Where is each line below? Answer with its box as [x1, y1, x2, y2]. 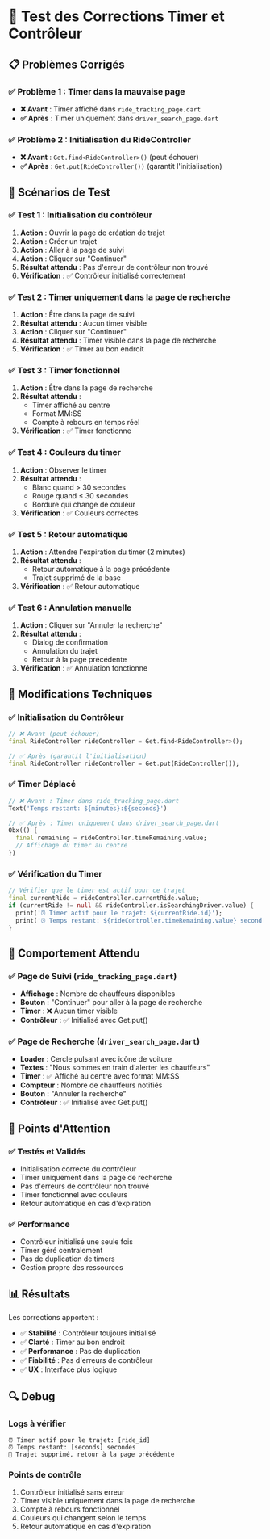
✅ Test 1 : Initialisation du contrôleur [8, 209, 153, 221]
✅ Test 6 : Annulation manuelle [8, 602, 132, 613]
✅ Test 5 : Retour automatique [8, 528, 129, 540]
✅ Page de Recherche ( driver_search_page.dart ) [8, 1036, 200, 1047]
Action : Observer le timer [19, 465, 107, 475]
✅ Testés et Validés [8, 1146, 86, 1157]
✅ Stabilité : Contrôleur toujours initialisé [19, 1328, 156, 1338]
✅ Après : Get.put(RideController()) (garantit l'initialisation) [19, 162, 223, 171]
